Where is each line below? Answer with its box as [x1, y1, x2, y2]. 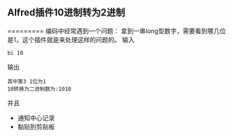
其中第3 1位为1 [7, 78, 47, 85]
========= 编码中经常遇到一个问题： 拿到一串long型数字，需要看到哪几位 [7, 27, 226, 35]
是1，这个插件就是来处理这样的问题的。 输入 [7, 35, 135, 44]
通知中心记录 [17, 113, 55, 122]
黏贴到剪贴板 [17, 122, 55, 131]
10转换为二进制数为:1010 [7, 85, 72, 93]
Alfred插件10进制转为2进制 [7, 6, 125, 19]
